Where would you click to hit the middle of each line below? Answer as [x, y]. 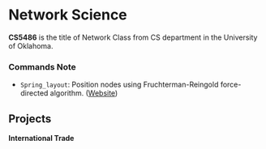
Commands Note [43, 66]
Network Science [68, 15]
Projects [30, 119]
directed [34, 93]
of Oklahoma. [31, 45]
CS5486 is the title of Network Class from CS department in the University [133, 37]
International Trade [41, 138]
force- [231, 85]
